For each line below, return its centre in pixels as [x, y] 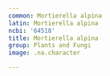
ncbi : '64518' [32, 30]
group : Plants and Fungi [50, 46]
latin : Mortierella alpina [53, 23]
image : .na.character [45, 53]
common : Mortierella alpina [55, 16]
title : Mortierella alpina [53, 38]
